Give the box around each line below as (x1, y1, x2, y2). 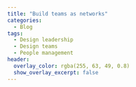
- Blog (13, 23, 33, 30)
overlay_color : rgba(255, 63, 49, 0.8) (13, 62, 130, 69)
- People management (13, 50, 74, 57)
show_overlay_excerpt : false (13, 69, 99, 76)
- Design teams (13, 43, 58, 50)
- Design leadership (13, 36, 74, 43)
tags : (7, 29, 23, 37)
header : (7, 56, 30, 63)
